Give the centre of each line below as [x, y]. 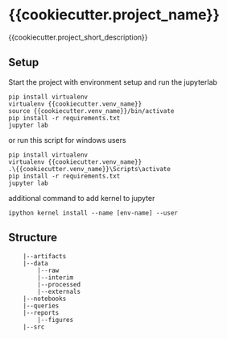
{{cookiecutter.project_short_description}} [78, 37]
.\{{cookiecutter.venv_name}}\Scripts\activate [90, 169]
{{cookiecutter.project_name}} [114, 15]
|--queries [41, 306]
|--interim [56, 277]
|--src [34, 327]
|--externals [59, 291]
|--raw [48, 270]
